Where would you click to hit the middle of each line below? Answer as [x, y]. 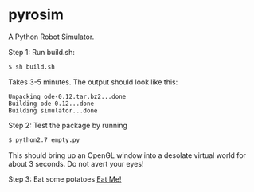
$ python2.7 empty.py [44, 140]
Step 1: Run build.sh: [42, 52]
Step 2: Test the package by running [68, 125]
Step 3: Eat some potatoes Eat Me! [65, 179]
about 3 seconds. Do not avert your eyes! [76, 163]
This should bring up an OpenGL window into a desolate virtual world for [127, 155]
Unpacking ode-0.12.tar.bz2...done [67, 96]
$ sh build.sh [32, 67]
